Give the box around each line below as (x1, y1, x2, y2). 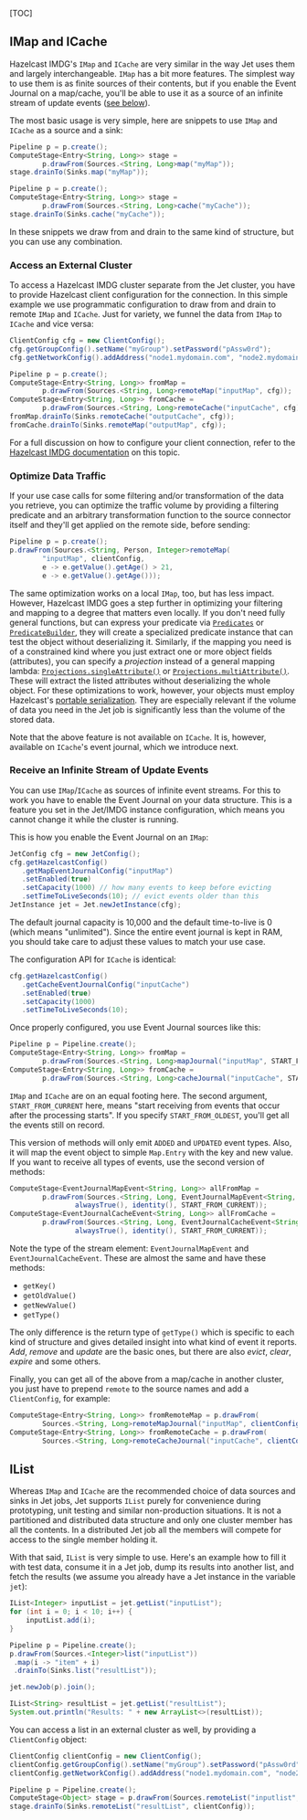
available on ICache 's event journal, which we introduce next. (9, 741, 239, 752)
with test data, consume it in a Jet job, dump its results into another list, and (9, 1561, 294, 1572)
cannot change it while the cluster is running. (9, 813, 179, 825)
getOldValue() (22, 1291, 77, 1300)
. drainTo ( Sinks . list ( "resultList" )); (13, 1667, 157, 1676)
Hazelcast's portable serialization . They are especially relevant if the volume (9, 694, 297, 705)
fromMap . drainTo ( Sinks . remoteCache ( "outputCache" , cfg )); (9, 412, 235, 421)
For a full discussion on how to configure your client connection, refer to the (9, 437, 296, 448)
